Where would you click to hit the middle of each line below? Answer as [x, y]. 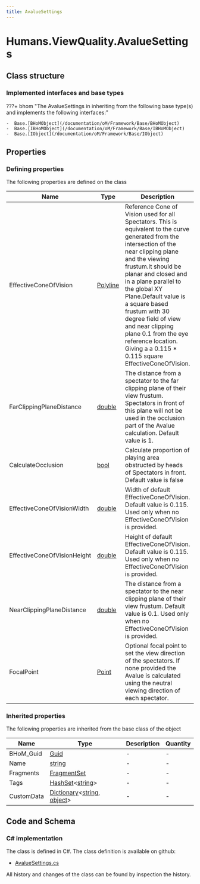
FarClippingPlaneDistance [46, 407]
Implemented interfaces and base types [65, 93]
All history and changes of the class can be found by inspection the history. [99, 874]
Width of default [148, 490]
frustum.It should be [153, 266]
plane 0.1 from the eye [157, 334]
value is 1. [139, 441]
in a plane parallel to [153, 281]
